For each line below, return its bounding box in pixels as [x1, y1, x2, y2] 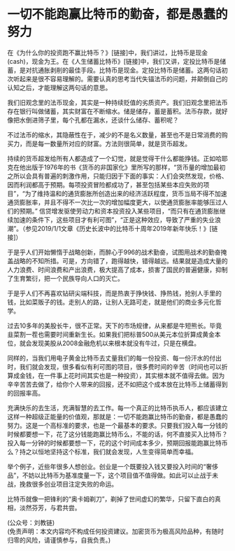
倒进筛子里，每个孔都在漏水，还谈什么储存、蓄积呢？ [25, 116, 179, 124]
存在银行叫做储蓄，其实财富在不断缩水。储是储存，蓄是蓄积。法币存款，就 [7, 106, 222, 116]
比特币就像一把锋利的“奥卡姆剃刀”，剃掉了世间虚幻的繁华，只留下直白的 [7, 494, 215, 503]
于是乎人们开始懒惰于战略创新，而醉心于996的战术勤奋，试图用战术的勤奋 [7, 248, 222, 256]
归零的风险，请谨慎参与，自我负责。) [7, 536, 111, 544]
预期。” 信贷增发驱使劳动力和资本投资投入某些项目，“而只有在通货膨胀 [19, 207, 220, 215]
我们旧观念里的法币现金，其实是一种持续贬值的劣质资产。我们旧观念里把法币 [7, 98, 228, 106]
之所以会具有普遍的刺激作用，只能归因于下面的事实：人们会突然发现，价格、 [7, 172, 228, 180]
